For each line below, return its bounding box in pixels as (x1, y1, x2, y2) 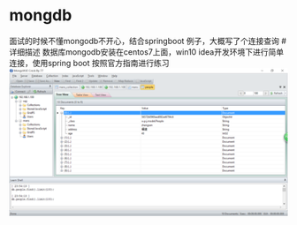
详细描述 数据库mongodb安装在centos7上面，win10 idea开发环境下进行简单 (9, 46, 285, 57)
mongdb (9, 5, 72, 26)
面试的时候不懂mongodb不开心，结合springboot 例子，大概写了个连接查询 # (9, 35, 287, 46)
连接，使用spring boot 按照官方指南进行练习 (9, 57, 170, 68)
